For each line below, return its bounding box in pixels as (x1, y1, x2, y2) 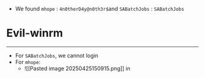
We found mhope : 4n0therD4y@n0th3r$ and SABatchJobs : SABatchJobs (15, 5, 184, 12)
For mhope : (15, 58, 41, 65)
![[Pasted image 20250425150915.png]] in (24, 65, 131, 72)
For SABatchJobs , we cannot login (15, 51, 99, 59)
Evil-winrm (6, 27, 63, 40)
